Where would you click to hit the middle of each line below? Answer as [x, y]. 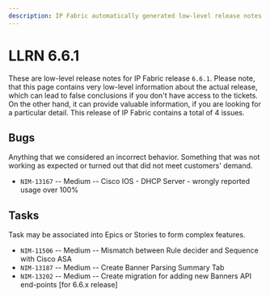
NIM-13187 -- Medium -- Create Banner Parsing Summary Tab [122, 268]
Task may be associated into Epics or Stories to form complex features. [127, 235]
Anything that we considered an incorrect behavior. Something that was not [134, 157]
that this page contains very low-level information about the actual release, [133, 86]
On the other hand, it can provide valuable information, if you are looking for [135, 104]
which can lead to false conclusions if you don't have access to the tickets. [133, 95]
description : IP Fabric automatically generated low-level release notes [135, 16]
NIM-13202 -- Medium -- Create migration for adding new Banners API [136, 276]
